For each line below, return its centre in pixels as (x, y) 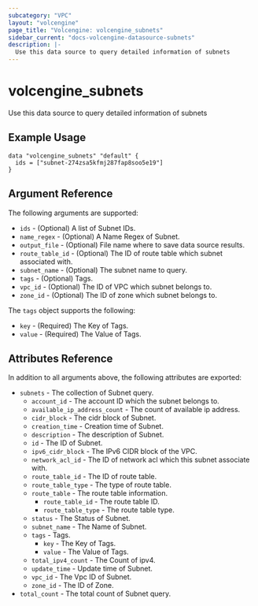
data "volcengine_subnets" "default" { (74, 156)
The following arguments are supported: (74, 213)
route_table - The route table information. (100, 493)
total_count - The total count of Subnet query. (95, 594)
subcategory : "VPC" (40, 15)
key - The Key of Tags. (79, 544)
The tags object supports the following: (72, 310)
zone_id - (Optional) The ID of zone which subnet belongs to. (118, 295)
